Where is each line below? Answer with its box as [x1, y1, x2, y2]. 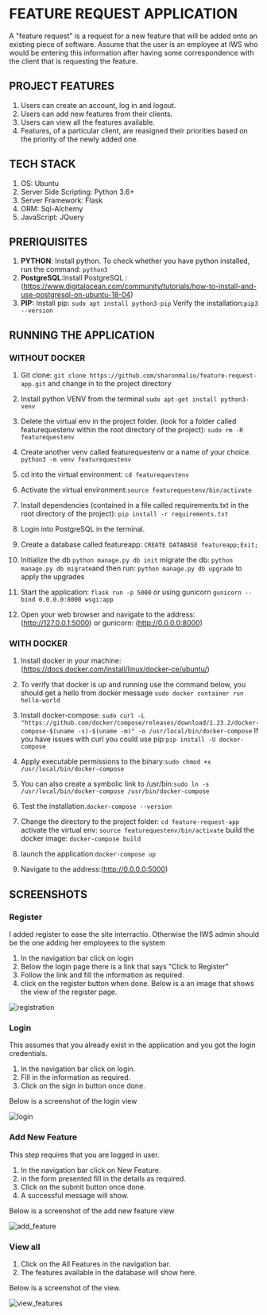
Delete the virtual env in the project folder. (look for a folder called [20, 416, 237, 426]
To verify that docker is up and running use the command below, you [20, 680, 246, 690]
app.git [20, 381, 46, 389]
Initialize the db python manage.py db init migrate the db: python [20, 555, 234, 565]
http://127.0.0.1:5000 [23, 618, 90, 628]
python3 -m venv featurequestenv [20, 456, 132, 464]
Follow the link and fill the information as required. [20, 970, 185, 980]
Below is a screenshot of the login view [9, 1096, 137, 1106]
